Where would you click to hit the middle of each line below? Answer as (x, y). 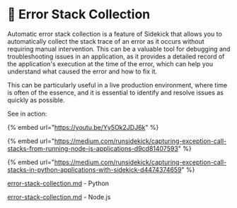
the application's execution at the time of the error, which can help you (110, 63)
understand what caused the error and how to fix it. (82, 71)
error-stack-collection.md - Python (58, 183)
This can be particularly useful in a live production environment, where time (117, 85)
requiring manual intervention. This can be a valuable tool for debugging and (119, 49)
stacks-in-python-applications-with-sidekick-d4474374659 (94, 169)
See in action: (27, 114)
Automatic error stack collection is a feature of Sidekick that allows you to (115, 34)
